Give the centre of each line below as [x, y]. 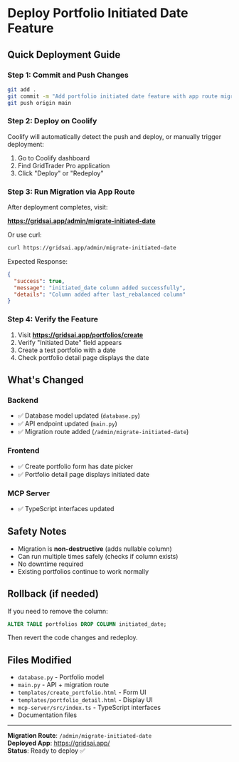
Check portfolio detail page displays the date [83, 357]
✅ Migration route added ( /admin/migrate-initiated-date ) [103, 432]
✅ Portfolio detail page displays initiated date [84, 474]
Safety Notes [37, 531]
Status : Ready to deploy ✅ [46, 751]
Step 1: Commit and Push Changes [68, 75]
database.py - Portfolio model [61, 677]
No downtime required [51, 564]
